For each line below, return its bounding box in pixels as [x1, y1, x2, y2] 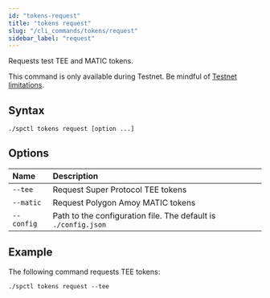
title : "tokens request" [8, 19, 92, 27]
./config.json [52, 220, 107, 229]
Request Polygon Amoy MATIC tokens [52, 197, 196, 208]
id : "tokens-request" [8, 11, 81, 20]
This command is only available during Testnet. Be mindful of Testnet [8, 71, 237, 81]
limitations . [8, 80, 45, 90]
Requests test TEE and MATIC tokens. [8, 56, 134, 66]
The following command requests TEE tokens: [8, 267, 161, 276]
